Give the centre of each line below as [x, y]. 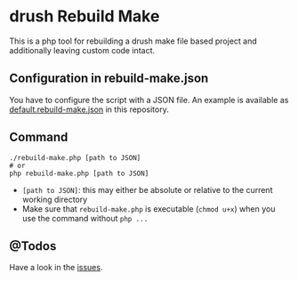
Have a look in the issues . [56, 268]
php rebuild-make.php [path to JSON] [79, 173]
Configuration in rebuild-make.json [109, 79]
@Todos [33, 246]
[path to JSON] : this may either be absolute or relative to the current [147, 189]
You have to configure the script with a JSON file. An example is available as [149, 100]
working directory [55, 199]
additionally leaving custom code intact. [82, 50]
